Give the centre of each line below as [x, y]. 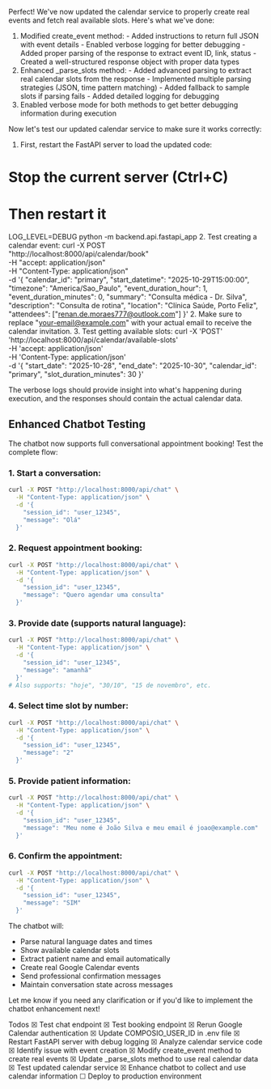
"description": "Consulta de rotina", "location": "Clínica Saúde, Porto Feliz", [133, 306]
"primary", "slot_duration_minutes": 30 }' [76, 375]
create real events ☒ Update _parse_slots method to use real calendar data [133, 1059]
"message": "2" [49, 753]
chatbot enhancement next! [55, 1009]
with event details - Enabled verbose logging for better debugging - [133, 44]
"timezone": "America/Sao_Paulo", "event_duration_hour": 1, [108, 288]
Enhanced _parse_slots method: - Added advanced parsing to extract [136, 70]
